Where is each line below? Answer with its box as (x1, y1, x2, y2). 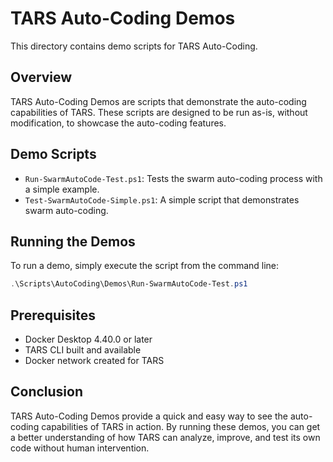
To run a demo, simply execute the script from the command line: (10, 260, 280, 272)
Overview (10, 69, 73, 86)
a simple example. (24, 183, 100, 195)
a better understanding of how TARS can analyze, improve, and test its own (10, 431, 321, 443)
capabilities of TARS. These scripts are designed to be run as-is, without (10, 106, 308, 118)
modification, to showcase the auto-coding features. (10, 117, 227, 129)
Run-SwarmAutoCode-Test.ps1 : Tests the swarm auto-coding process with (24, 172, 323, 184)
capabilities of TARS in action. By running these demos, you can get (41, 420, 321, 432)
